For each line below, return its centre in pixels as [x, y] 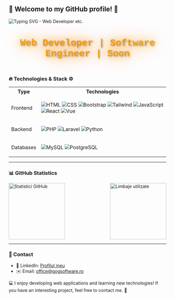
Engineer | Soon [87, 54]
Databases [24, 147]
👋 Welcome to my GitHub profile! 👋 [63, 9]
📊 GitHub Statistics [33, 173]
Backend [21, 129]
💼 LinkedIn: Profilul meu [40, 265]
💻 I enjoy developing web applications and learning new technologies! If [83, 283]
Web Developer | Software [87, 43]
